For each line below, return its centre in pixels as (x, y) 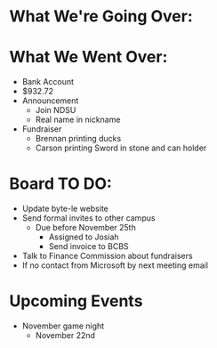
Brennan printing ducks (78, 139)
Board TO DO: (61, 184)
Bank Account (48, 82)
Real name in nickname (78, 120)
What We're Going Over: (101, 16)
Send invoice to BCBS (88, 247)
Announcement (50, 101)
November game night (63, 326)
